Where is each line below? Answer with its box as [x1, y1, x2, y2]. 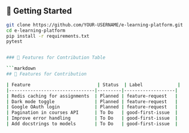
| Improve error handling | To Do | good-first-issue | [6, 115, 178, 122]
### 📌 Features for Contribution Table [6, 55, 106, 61]
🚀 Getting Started [6, 6, 72, 16]
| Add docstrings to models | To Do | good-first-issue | [6, 121, 178, 127]
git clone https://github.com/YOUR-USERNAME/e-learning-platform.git [6, 22, 184, 28]
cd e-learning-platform [6, 28, 66, 34]
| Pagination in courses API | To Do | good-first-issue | [6, 110, 178, 116]
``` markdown [6, 65, 36, 72]
